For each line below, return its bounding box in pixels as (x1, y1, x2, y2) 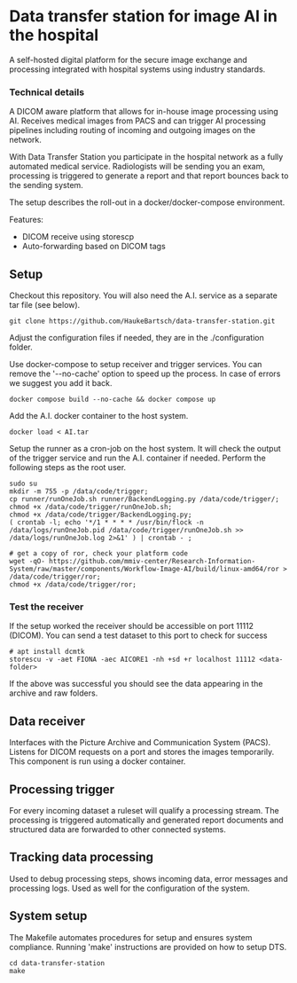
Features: (9, 215, 44, 225)
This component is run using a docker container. (9, 756, 186, 767)
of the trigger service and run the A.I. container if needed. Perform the (9, 452, 266, 463)
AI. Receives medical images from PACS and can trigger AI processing (9, 115, 266, 126)
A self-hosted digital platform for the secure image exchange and (9, 54, 248, 65)
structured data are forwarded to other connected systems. (9, 823, 226, 835)
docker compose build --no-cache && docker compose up (9, 395, 216, 405)
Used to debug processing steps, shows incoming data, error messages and (9, 873, 288, 884)
